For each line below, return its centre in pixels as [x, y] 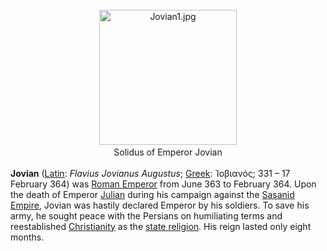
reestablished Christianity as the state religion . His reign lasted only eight [161, 226]
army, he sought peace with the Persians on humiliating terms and [146, 215]
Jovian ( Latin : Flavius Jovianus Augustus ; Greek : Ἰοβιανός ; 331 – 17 [150, 173]
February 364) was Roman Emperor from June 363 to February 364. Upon [163, 184]
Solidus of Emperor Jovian [168, 152]
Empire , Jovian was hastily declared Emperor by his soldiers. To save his [160, 205]
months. [27, 237]
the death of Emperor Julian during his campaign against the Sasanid [152, 194]
